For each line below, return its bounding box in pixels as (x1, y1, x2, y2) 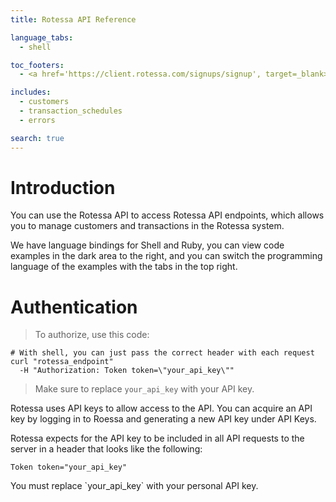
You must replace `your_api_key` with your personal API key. (10, 480, 259, 492)
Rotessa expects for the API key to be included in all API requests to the (10, 432, 305, 445)
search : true (10, 133, 65, 143)
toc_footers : (10, 60, 65, 70)
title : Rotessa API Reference (10, 14, 137, 25)
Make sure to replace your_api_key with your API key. (34, 383, 255, 395)
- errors (19, 115, 56, 125)
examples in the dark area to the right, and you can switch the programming (10, 250, 323, 262)
